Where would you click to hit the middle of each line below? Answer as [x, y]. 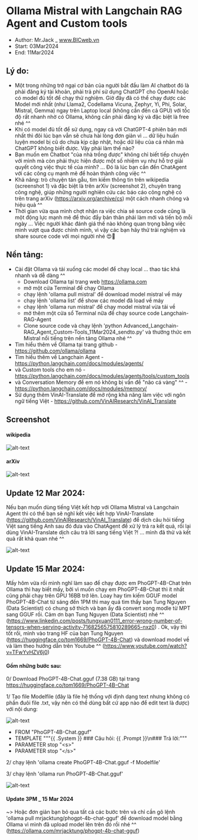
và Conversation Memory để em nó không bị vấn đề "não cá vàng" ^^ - [101, 382]
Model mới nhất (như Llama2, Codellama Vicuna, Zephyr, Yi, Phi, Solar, [100, 104]
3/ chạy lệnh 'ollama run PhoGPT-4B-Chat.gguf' [65, 774]
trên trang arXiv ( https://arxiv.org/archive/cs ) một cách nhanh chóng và [102, 198]
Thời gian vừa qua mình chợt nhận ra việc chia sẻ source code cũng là [100, 211]
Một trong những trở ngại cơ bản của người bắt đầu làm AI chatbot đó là [102, 85]
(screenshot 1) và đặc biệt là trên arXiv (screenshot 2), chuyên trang [98, 186]
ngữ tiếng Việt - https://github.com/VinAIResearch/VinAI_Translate [95, 401]
